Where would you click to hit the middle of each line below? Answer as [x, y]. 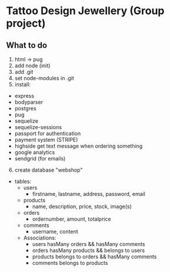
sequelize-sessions [38, 127]
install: [23, 84]
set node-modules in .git [44, 78]
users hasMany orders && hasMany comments [89, 244]
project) [26, 23]
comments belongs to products [70, 263]
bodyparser [29, 102]
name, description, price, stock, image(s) [82, 207]
